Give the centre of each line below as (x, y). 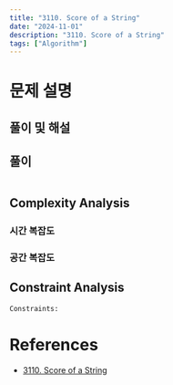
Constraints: (34, 308)
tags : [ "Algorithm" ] (49, 43)
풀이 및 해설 (40, 127)
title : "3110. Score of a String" (75, 18)
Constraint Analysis (67, 288)
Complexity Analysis (70, 203)
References (54, 344)
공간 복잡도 (32, 257)
